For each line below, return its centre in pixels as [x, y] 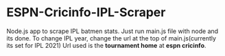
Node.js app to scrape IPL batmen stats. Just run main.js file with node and [113, 31]
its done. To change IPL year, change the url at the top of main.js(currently [111, 38]
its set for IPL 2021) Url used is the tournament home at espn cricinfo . [106, 45]
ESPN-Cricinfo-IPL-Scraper [86, 12]
